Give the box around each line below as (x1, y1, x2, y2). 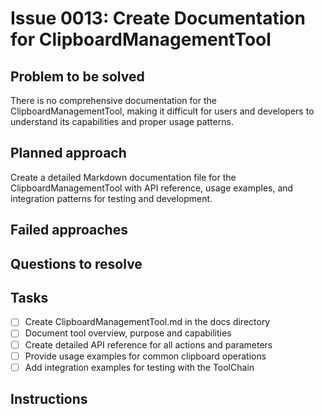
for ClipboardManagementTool (10, 28, 272, 51)
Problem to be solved (10, 68, 145, 85)
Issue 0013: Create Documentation (10, 7, 306, 30)
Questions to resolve (10, 255, 143, 272)
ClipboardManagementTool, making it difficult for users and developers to (10, 105, 315, 117)
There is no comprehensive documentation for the (10, 95, 217, 106)
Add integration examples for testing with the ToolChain (24, 361, 255, 373)
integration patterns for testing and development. (10, 192, 213, 204)
